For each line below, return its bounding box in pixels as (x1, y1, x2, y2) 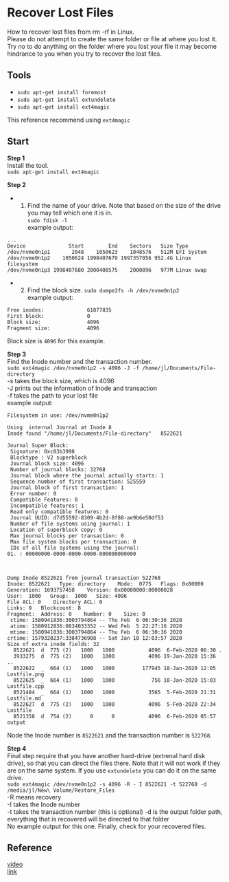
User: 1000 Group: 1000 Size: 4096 (7, 592, 128, 599)
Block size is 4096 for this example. (7, 336, 106, 345)
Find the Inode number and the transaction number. (7, 357, 153, 365)
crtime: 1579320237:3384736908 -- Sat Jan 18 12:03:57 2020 (7, 634, 183, 641)
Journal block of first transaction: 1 (10, 484, 125, 491)
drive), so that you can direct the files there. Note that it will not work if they (7, 759, 221, 767)
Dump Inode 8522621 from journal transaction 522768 (7, 574, 161, 581)
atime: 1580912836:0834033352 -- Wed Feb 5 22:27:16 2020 (10, 623, 183, 630)
